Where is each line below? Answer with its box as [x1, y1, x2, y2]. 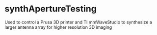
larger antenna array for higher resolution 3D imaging [4, 24, 112, 30]
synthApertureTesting [4, 3, 97, 14]
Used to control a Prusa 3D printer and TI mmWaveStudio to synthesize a [4, 19, 153, 25]
